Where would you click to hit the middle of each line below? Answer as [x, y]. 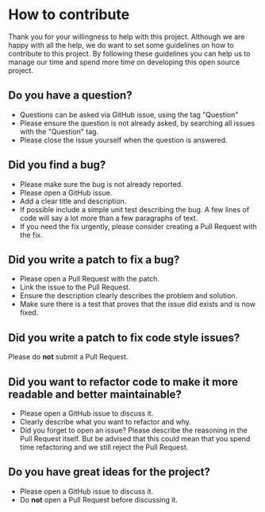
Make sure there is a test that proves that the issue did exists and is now [138, 304]
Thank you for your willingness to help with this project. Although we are [127, 37]
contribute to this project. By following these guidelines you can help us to [129, 53]
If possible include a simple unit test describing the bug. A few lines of [134, 209]
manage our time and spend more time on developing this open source [124, 62]
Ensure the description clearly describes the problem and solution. [129, 296]
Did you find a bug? [57, 165]
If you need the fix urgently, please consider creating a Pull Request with [138, 226]
